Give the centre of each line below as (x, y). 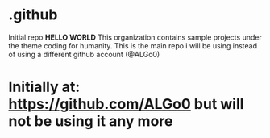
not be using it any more (91, 121)
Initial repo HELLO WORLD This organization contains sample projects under (135, 37)
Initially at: (44, 87)
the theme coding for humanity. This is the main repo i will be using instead (133, 45)
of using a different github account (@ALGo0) (84, 54)
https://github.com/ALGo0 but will (126, 105)
